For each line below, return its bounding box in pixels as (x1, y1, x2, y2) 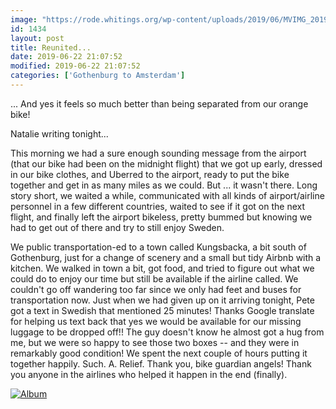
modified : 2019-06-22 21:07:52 (10, 61, 141, 71)
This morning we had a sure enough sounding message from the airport (10, 147, 307, 159)
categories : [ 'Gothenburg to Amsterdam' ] (10, 71, 186, 81)
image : (10, 14, 38, 25)
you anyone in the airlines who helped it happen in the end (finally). (10, 368, 288, 380)
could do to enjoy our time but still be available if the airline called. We (10, 272, 299, 285)
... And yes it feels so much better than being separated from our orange (10, 97, 309, 110)
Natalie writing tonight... (10, 127, 109, 140)
